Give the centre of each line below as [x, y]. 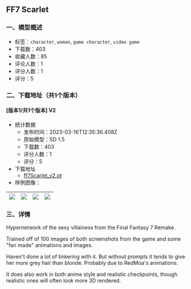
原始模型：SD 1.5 [44, 139]
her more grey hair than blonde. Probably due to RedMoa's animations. [92, 263]
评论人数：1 [29, 64]
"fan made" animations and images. [50, 245]
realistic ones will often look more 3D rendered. [64, 281]
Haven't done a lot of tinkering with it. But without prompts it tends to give [96, 257]
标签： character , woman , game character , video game [77, 41]
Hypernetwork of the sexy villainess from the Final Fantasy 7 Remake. [91, 228]
